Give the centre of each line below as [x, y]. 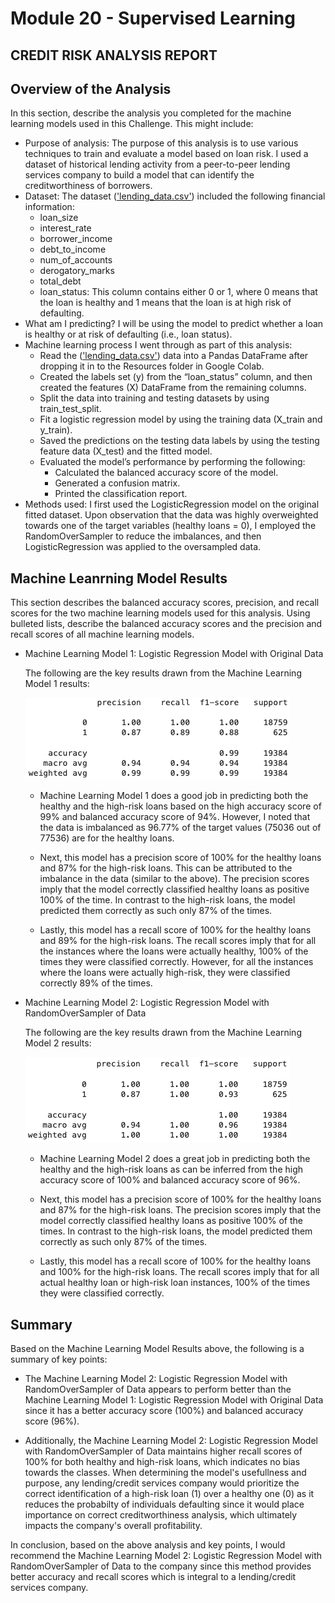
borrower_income [76, 239]
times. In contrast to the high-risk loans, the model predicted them [176, 1231]
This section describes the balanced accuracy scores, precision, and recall [165, 603]
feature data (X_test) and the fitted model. [126, 451]
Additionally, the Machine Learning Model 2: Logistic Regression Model [171, 1441]
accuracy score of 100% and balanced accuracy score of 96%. [170, 1180]
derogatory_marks [77, 271]
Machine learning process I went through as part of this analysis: [158, 345]
